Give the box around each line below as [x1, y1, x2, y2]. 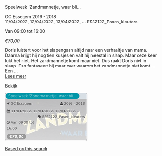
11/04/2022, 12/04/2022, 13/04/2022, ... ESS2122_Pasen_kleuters [5, 19, 138, 24]
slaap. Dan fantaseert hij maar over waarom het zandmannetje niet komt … [5, 63, 156, 68]
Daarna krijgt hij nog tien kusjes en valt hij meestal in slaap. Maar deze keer [5, 52, 157, 58]
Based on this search [5, 146, 48, 151]
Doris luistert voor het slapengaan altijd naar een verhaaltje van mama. [5, 47, 148, 53]
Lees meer [5, 73, 27, 79]
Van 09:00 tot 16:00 [5, 28, 45, 34]
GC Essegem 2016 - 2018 [5, 14, 56, 19]
